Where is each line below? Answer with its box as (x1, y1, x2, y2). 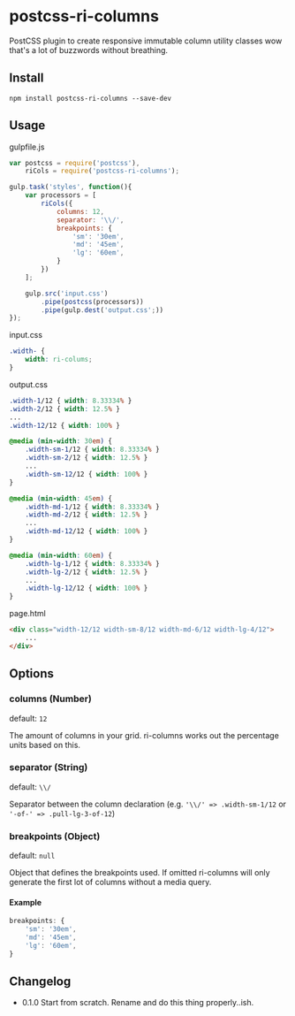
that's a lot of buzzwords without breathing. (9, 44, 169, 55)
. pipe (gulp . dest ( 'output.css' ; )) (41, 305, 164, 315)
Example (9, 897, 42, 907)
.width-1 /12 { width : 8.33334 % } (9, 396, 132, 405)
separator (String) (9, 761, 88, 774)
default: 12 (9, 713, 48, 723)
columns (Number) (9, 692, 93, 705)
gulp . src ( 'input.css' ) (25, 289, 109, 298)
